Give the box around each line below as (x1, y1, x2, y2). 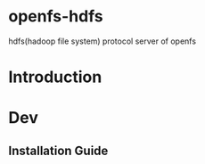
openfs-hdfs (8, 6, 103, 27)
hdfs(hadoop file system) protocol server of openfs (8, 36, 197, 46)
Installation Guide (8, 143, 109, 158)
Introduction (8, 67, 102, 87)
